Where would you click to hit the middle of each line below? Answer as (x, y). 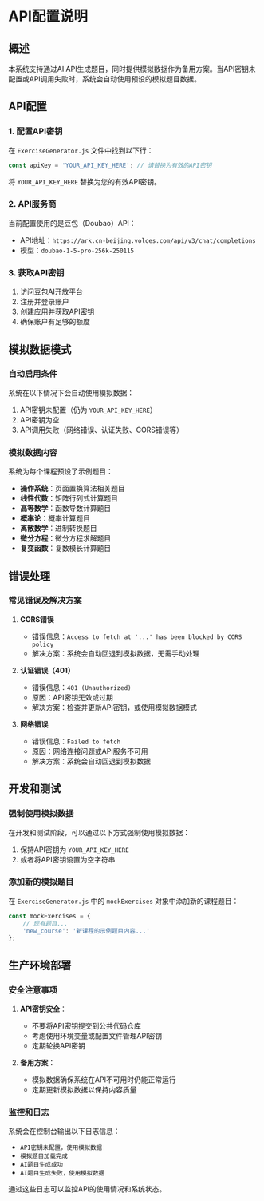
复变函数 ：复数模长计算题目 (65, 549)
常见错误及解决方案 (45, 600)
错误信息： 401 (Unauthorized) (81, 687)
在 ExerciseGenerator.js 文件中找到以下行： (81, 150)
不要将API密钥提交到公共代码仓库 (86, 1026)
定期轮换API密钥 (58, 1046)
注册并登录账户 (44, 302)
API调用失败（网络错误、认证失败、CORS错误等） (102, 430)
